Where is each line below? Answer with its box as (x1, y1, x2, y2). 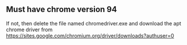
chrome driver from (6, 26, 53, 33)
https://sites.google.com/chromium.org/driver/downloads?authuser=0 (6, 32, 175, 39)
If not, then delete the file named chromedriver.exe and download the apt (6, 20, 182, 27)
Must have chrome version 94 (6, 5, 118, 14)
